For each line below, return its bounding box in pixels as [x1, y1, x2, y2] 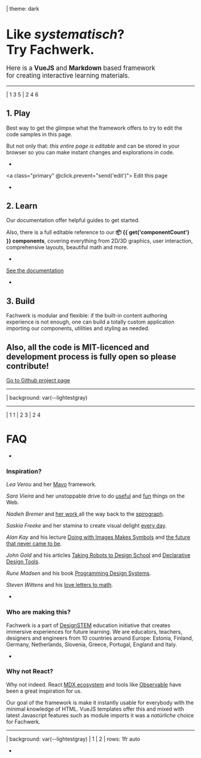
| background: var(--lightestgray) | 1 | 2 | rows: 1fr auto [6, 735, 141, 742]
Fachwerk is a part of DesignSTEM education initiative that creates [6, 621, 170, 629]
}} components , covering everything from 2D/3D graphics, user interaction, [6, 237, 193, 245]
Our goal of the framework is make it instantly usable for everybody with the [6, 699, 194, 706]
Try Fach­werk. [6, 41, 95, 58]
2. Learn [6, 200, 38, 211]
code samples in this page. [6, 130, 73, 137]
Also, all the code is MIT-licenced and [6, 342, 150, 352]
